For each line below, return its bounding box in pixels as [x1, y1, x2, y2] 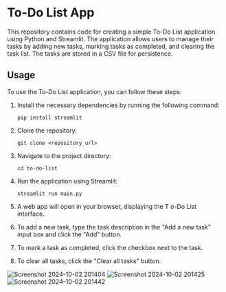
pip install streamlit [16, 114, 82, 121]
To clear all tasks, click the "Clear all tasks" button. [16, 256, 161, 265]
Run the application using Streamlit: [16, 177, 118, 185]
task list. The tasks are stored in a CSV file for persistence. [7, 49, 173, 58]
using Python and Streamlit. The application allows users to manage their [7, 34, 214, 43]
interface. [16, 210, 45, 218]
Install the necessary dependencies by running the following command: [16, 101, 220, 109]
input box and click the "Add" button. [16, 230, 122, 238]
